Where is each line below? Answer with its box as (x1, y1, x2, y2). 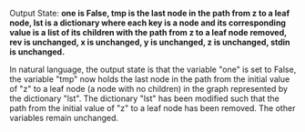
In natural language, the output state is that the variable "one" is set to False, (9, 64, 297, 75)
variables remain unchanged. (9, 113, 119, 123)
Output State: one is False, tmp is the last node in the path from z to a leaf (9, 8, 290, 18)
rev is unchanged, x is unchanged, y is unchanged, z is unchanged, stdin (9, 36, 290, 47)
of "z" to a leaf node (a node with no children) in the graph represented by (9, 84, 289, 94)
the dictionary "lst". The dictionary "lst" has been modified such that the (9, 93, 280, 104)
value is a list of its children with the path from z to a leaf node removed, (9, 27, 287, 37)
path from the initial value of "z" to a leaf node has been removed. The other (9, 103, 296, 113)
